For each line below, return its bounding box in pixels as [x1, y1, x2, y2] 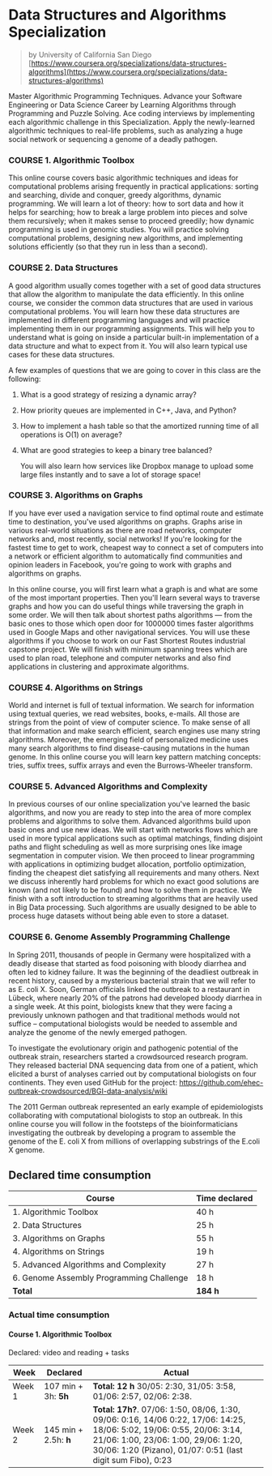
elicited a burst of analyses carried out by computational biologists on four [8, 1068, 257, 1079]
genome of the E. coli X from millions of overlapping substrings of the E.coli [8, 1136, 261, 1146]
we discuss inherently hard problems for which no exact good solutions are [8, 877, 260, 887]
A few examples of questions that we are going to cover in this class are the [8, 365, 261, 374]
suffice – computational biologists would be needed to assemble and [8, 1019, 237, 1029]
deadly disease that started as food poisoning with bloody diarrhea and [8, 958, 247, 968]
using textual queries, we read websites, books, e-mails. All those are [8, 709, 240, 719]
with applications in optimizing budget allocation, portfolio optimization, [8, 859, 247, 869]
